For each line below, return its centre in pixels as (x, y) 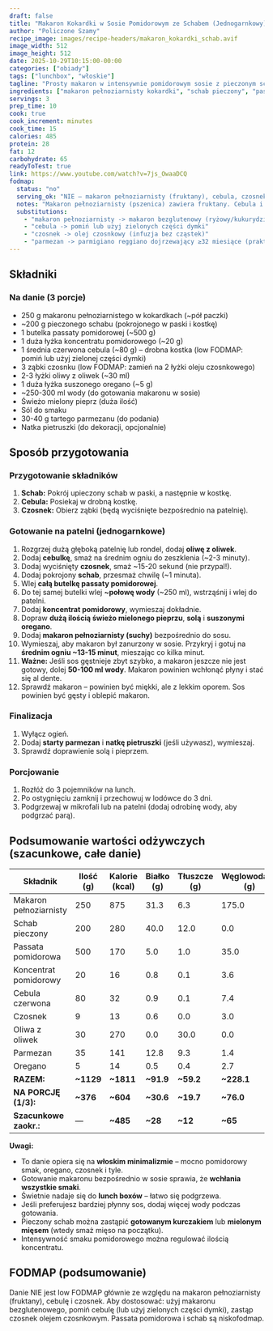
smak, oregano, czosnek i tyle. (72, 1170)
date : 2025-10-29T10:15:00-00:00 (66, 62)
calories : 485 (33, 136)
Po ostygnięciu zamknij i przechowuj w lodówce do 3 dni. (117, 798)
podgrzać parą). (48, 815)
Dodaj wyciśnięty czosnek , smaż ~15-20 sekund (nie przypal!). (126, 566)
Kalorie (124, 876)
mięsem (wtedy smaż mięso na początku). (92, 1230)
